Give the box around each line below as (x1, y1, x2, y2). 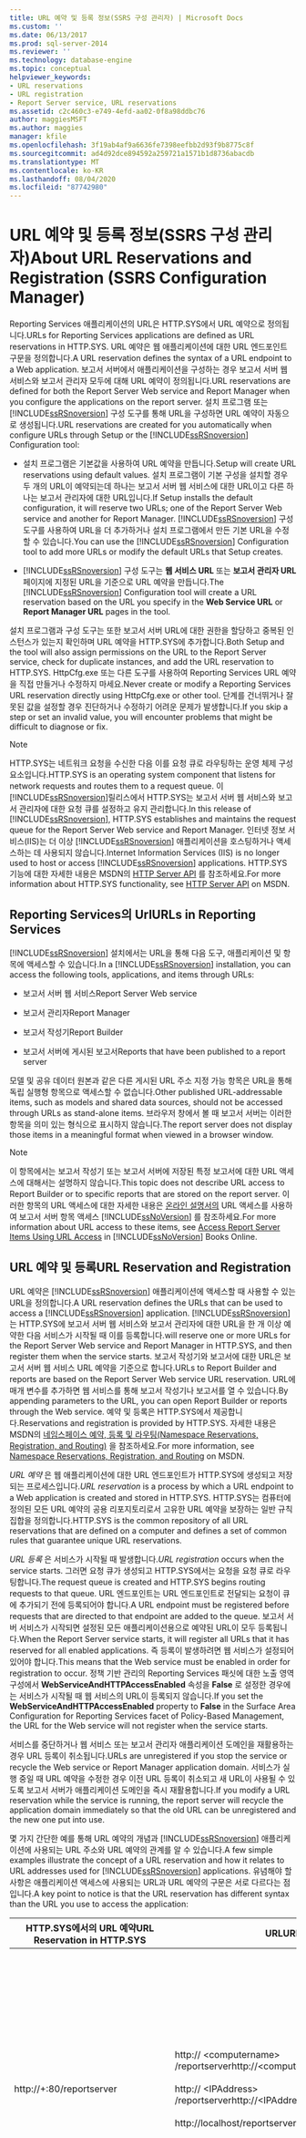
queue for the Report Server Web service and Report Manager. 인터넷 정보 (9, 824, 287, 835)
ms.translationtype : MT (9, 157, 100, 167)
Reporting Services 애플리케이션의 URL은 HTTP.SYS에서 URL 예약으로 (9, 318, 266, 329)
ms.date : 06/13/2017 (9, 30, 88, 39)
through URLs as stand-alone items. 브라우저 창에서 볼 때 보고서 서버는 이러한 (9, 1107, 292, 1118)
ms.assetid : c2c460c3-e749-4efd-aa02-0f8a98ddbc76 (9, 107, 206, 116)
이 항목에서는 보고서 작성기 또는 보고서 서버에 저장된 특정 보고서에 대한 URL (9, 1165, 278, 1176)
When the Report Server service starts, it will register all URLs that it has (18, 1633, 290, 1644)
